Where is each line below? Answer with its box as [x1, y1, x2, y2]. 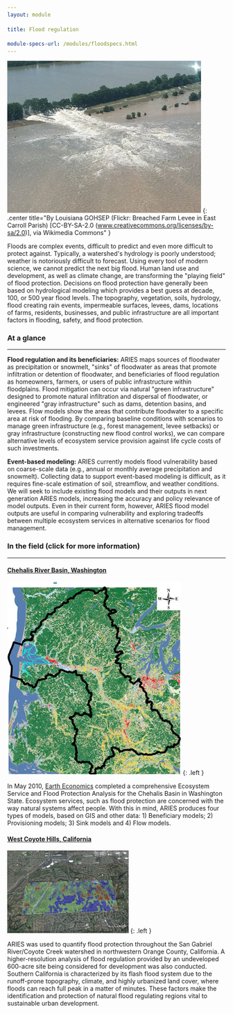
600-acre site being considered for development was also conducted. [7, 963, 207, 971]
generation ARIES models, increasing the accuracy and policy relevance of [7, 494, 221, 503]
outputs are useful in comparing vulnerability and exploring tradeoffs [7, 509, 204, 518]
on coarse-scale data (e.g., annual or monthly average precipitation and [7, 465, 213, 473]
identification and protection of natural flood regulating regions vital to [7, 992, 208, 1000]
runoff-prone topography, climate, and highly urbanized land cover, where [7, 977, 219, 986]
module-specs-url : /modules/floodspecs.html [7, 40, 138, 48]
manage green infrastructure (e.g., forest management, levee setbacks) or [7, 422, 220, 430]
